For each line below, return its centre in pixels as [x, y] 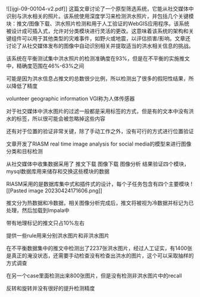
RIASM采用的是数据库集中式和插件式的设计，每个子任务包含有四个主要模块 [98, 184]
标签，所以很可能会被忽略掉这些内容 [61, 119]
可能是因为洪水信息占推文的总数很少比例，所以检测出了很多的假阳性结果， [97, 78]
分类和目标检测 [24, 151]
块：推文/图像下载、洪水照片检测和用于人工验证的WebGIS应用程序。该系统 [98, 23]
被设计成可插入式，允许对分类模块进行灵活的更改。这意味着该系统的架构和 [97, 31]
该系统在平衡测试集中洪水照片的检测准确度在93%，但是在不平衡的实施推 [96, 59]
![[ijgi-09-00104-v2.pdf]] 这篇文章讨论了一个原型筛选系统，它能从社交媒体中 [100, 9]
